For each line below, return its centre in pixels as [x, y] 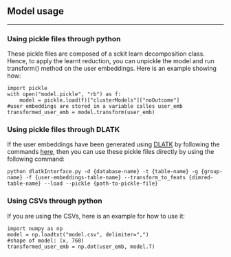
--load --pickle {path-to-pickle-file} [101, 184]
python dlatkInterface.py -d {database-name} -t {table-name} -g [102, 172]
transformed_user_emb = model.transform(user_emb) [81, 113]
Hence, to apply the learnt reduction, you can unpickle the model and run [111, 61]
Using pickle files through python [64, 38]
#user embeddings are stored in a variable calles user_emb [95, 107]
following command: [36, 159]
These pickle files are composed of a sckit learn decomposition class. [106, 54]
